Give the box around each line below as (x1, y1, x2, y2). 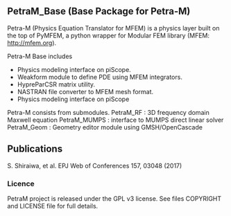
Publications (7, 143, 63, 155)
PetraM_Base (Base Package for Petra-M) (7, 6, 191, 17)
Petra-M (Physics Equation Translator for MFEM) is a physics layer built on (7, 24, 220, 32)
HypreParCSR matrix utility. (17, 80, 96, 89)
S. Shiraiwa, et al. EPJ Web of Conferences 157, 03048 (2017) (7, 161, 182, 170)
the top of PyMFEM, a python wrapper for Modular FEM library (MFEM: (7, 31, 210, 39)
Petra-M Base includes (7, 52, 73, 60)
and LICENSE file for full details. (7, 201, 99, 210)
